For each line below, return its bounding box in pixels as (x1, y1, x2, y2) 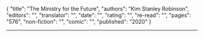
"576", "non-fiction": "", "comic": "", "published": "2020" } (6, 18, 152, 25)
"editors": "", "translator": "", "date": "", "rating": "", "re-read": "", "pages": (6, 12, 191, 19)
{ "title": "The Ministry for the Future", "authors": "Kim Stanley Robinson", (6, 5, 189, 12)
